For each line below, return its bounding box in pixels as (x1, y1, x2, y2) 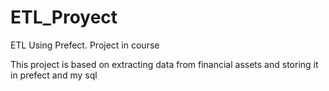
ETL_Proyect (10, 6, 118, 29)
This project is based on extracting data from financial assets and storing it (10, 58, 319, 70)
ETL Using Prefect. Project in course (10, 39, 160, 51)
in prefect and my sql (10, 69, 98, 81)
